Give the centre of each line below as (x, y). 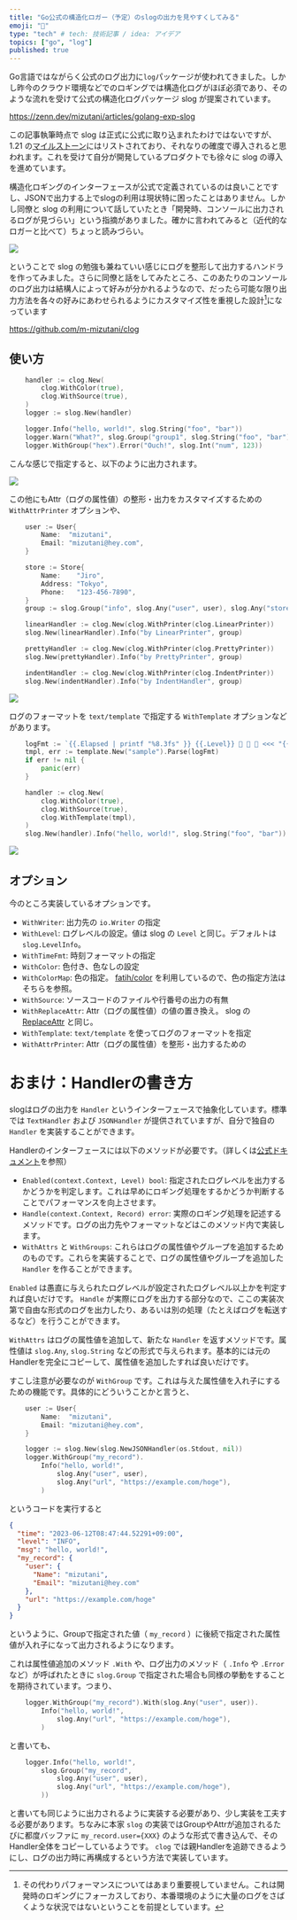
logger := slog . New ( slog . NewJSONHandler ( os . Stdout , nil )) (134, 1450)
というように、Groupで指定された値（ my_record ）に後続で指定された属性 (145, 1634)
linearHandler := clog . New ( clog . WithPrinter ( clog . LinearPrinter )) (150, 625)
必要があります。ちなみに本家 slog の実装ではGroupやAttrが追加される (145, 1824)
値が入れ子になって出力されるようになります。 (94, 1645)
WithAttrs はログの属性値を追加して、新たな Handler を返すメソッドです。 (144, 1340)
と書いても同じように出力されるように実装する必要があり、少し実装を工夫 (145, 1814)
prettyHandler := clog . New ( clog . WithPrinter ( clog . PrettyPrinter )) (150, 649)
